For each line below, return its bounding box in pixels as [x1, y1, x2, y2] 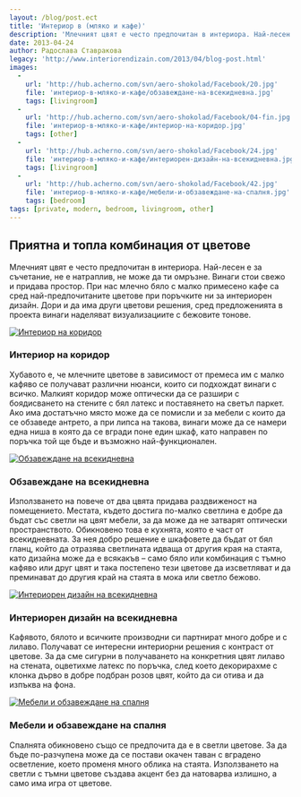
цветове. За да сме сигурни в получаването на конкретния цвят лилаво [9, 651, 285, 662]
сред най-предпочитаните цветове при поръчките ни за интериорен [9, 290, 272, 301]
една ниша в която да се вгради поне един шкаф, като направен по [9, 426, 269, 437]
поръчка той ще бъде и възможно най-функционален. [9, 435, 218, 446]
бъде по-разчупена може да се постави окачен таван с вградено [9, 749, 262, 759]
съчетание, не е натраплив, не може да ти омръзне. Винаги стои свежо [9, 270, 286, 282]
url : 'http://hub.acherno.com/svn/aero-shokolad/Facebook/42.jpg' [25, 180, 279, 189]
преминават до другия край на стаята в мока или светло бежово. [9, 572, 262, 583]
